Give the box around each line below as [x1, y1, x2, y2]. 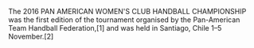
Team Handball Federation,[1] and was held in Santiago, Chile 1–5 [8, 24, 222, 32]
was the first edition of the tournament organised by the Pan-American [8, 15, 240, 24]
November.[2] [8, 31, 54, 41]
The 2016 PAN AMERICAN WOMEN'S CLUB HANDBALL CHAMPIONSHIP [8, 7, 247, 16]
